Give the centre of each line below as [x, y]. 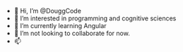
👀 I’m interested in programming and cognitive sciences [95, 18]
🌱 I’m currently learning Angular [60, 26]
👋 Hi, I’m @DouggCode [47, 11]
